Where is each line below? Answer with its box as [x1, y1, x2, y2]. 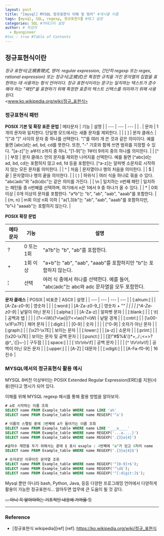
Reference [5, 514, 30, 520]
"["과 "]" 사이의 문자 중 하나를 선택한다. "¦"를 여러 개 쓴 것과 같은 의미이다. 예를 [5, 135, 155, 142]
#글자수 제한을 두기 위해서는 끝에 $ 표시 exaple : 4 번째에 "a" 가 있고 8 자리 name [5, 444, 153, 449]
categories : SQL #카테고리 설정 [5, 21, 65, 26]
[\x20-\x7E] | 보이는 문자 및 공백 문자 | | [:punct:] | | [5, 333, 105, 339]
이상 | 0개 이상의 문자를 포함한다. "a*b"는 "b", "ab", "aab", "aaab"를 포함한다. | [5, 191, 157, 196]
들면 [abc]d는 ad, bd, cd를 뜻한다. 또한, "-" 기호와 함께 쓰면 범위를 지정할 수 [5, 142, 151, 148]
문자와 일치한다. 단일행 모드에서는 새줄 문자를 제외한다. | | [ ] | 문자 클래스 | [14, 129, 157, 135]
